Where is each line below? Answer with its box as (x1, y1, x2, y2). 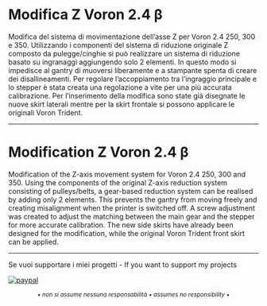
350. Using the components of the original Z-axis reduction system (8, 177, 228, 188)
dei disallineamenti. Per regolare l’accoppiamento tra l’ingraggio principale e (8, 74, 257, 83)
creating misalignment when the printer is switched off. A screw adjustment (8, 203, 256, 212)
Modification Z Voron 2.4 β (8, 143, 189, 161)
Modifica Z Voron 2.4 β (8, 6, 163, 24)
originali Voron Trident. (8, 107, 83, 117)
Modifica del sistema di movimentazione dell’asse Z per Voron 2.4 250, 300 (8, 32, 256, 41)
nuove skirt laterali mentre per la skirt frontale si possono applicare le (8, 99, 235, 109)
